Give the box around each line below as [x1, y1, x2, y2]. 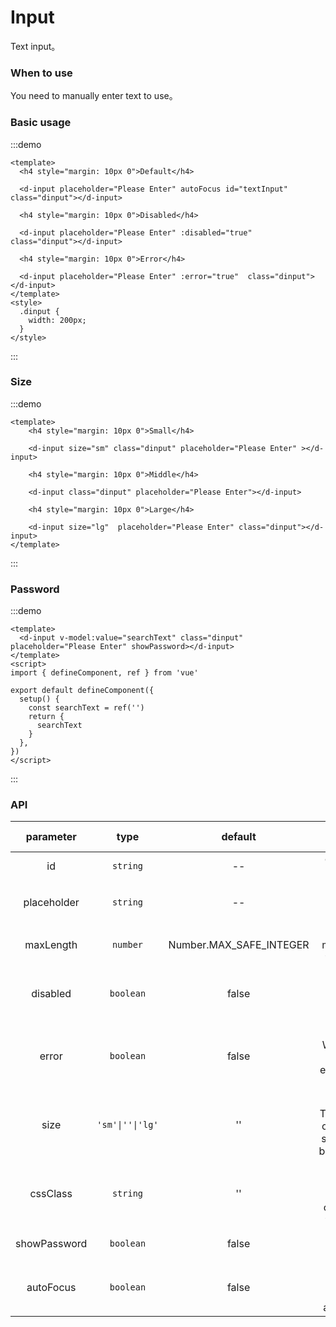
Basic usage [10, 116, 72, 130]
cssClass [29, 1187, 73, 1201]
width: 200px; [28, 315, 87, 325]
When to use [10, 66, 73, 80]
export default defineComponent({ [10, 686, 155, 696]
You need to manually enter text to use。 [10, 90, 178, 102]
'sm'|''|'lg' [96, 1119, 159, 1131]
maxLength [24, 938, 78, 952]
